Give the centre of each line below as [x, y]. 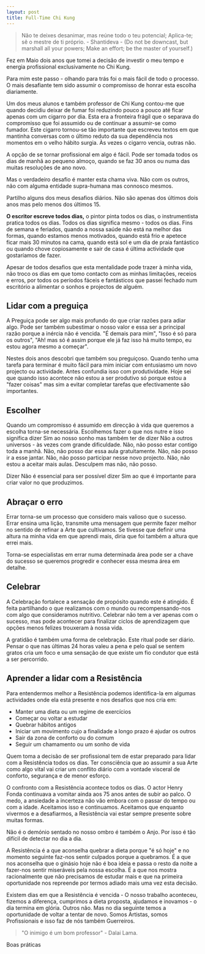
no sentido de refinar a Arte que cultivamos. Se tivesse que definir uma [96, 529]
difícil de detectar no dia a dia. [45, 838]
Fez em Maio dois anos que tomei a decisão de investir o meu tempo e [95, 60]
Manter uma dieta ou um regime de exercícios [73, 711]
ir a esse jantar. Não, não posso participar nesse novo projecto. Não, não [98, 458]
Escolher [24, 410]
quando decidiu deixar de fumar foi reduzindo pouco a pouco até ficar [95, 110]
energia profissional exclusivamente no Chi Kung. [69, 67]
